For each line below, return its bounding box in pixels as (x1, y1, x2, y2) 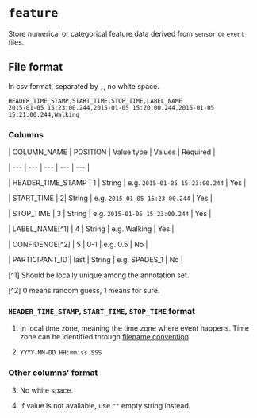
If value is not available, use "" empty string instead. (19, 401, 191, 410)
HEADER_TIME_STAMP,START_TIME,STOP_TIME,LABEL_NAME (8, 97, 182, 105)
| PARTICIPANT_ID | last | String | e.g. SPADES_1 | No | (8, 255, 184, 265)
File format (8, 60, 63, 74)
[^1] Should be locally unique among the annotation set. (8, 270, 190, 280)
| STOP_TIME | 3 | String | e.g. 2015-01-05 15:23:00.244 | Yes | (8, 209, 212, 219)
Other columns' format (8, 367, 98, 378)
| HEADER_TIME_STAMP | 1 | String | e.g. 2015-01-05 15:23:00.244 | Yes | (8, 178, 247, 188)
